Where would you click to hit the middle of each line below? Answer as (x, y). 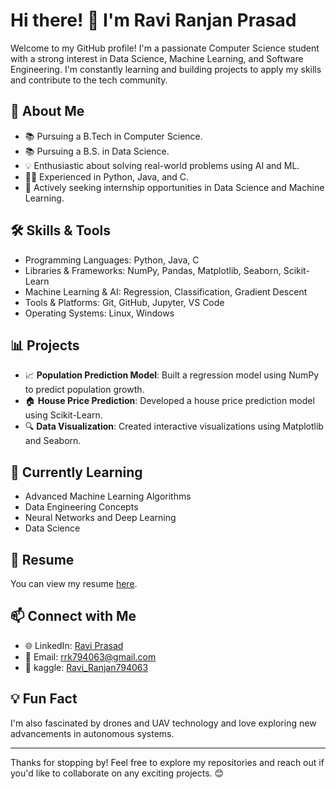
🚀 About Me (47, 111)
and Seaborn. (53, 441)
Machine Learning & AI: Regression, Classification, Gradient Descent (166, 291)
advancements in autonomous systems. (92, 733)
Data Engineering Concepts (81, 507)
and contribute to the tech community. (89, 80)
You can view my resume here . (74, 583)
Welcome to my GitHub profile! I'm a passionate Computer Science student (165, 48)
